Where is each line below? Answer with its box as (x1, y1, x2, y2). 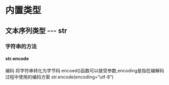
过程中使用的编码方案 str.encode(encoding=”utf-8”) (5, 74, 114, 80)
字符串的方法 (5, 42, 37, 50)
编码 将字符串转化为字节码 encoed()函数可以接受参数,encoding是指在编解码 (5, 67, 164, 73)
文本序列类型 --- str (5, 26, 67, 35)
